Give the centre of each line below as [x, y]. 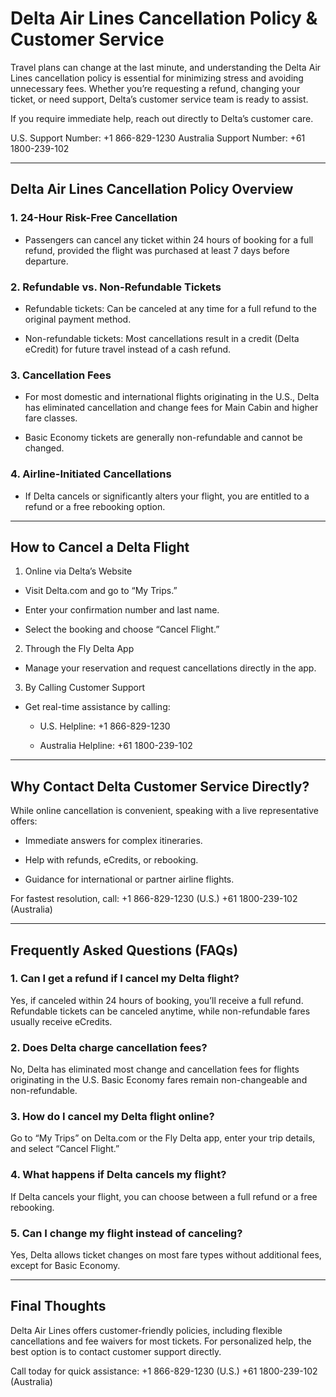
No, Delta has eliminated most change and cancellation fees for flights [155, 1069]
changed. [44, 448]
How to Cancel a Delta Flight [100, 547]
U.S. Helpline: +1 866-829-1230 [105, 726]
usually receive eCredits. [61, 1021]
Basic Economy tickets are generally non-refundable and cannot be [163, 438]
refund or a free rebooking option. [95, 506]
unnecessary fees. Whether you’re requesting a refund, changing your [155, 88]
